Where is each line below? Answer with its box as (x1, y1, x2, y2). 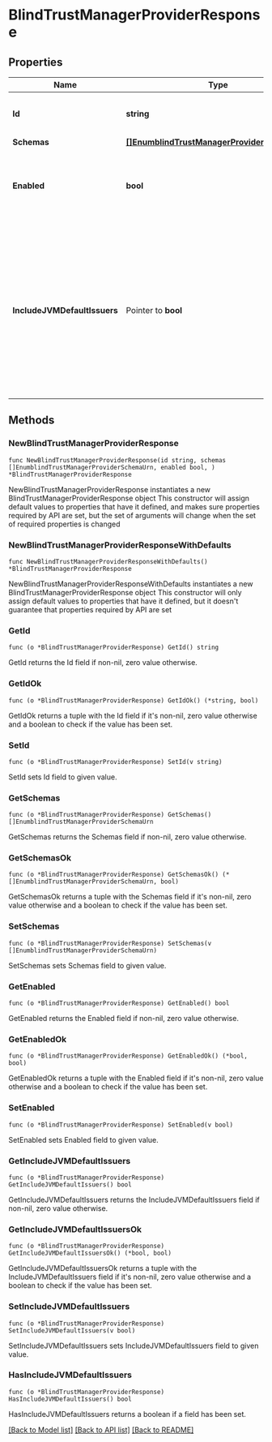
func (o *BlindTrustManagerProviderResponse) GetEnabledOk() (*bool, (8, 1052, 249, 1060)
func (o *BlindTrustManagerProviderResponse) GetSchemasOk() (8, 870, 219, 879)
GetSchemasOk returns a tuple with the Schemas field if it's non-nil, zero (8, 892, 252, 902)
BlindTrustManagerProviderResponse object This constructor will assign (8, 493, 249, 503)
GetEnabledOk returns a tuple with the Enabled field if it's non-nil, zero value (8, 1073, 264, 1084)
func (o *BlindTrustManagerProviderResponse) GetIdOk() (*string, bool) (8, 696, 259, 705)
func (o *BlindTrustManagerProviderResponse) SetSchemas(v (8, 939, 212, 947)
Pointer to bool (125, 305, 183, 315)
